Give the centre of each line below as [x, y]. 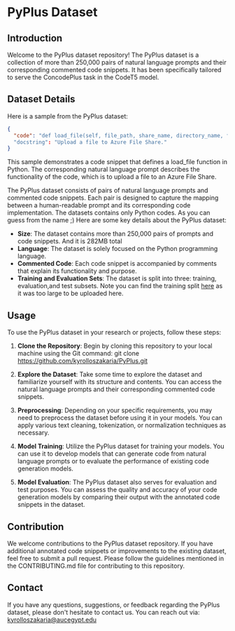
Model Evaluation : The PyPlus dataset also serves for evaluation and [117, 482]
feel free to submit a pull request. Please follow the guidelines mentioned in [116, 558]
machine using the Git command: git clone [78, 353]
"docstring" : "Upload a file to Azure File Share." [91, 142]
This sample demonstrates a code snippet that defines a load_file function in [117, 162]
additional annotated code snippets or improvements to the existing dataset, [117, 550]
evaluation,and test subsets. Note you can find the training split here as [120, 286]
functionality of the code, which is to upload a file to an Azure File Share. [112, 177]
